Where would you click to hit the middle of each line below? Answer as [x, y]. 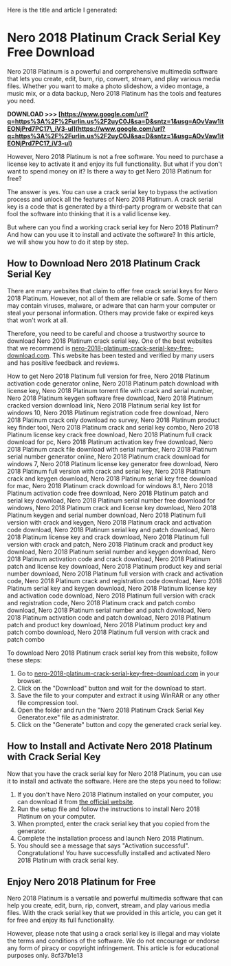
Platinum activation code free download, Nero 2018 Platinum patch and [108, 493]
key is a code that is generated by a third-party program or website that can [114, 207]
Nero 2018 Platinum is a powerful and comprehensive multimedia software [112, 71]
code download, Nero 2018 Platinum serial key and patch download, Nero [111, 529]
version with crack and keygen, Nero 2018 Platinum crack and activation [109, 522]
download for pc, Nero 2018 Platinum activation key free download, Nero [110, 442]
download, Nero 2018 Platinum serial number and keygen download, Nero [112, 552]
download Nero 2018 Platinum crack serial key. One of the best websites [110, 341]
